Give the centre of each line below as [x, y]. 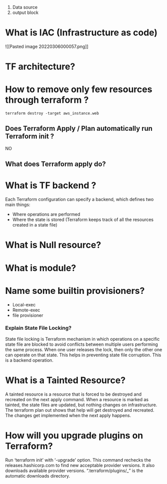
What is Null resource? [53, 245]
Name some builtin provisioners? [75, 291]
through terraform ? [47, 100]
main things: [18, 205]
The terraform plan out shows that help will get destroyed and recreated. [80, 410]
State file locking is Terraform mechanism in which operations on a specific [83, 339]
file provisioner [28, 315]
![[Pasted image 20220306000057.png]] [47, 46]
